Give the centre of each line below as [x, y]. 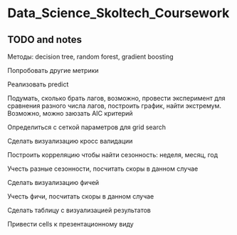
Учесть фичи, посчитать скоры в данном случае [81, 196]
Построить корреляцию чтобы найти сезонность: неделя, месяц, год [113, 155]
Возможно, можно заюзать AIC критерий [70, 113]
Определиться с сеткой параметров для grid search [86, 127]
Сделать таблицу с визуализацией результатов [79, 210]
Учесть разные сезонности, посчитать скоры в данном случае [103, 169]
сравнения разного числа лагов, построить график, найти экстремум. [115, 106]
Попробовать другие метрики [53, 70]
